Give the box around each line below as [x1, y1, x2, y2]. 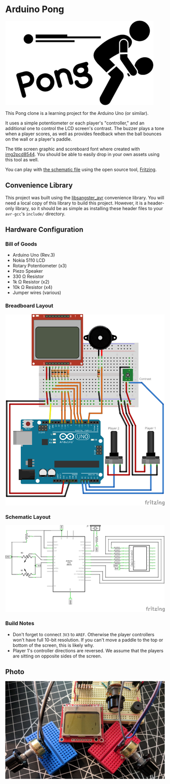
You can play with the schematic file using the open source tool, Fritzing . [5, 166, 157, 173]
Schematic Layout [5, 513, 51, 520]
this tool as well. [5, 156, 39, 162]
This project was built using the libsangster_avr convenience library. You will [5, 194, 164, 200]
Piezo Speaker [12, 268, 43, 274]
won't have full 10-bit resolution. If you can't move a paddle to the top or [12, 637, 163, 643]
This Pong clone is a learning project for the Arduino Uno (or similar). [5, 110, 149, 116]
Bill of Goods [5, 240, 37, 247]
